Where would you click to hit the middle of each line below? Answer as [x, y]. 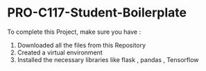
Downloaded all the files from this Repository [81, 45]
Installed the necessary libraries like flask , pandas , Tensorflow [108, 59]
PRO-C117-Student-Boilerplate [97, 13]
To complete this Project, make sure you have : [74, 32]
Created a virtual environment [60, 52]
